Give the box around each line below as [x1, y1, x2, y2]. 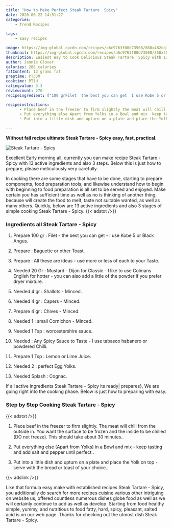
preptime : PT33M [6, 74, 40, 79]
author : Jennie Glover [6, 59, 54, 64]
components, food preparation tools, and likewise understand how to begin [6, 181, 164, 187]
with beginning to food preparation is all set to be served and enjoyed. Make [6, 186, 166, 192]
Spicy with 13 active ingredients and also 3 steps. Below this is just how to [6, 160, 161, 166]
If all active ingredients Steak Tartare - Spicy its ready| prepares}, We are [6, 383, 160, 389]
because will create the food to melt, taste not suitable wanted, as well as [6, 197, 160, 203]
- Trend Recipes [15, 21, 50, 27]
